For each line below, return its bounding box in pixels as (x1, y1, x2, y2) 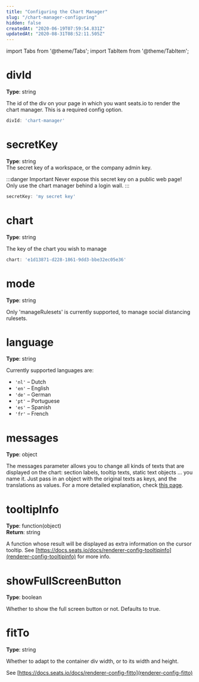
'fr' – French (14, 410, 49, 418)
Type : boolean (6, 593, 42, 601)
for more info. (77, 553, 111, 560)
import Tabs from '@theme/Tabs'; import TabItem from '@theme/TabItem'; (6, 47, 189, 54)
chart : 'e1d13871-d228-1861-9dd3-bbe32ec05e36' (6, 257, 127, 263)
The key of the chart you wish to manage (6, 245, 107, 252)
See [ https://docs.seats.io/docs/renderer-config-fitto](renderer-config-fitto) (6, 669, 193, 677)
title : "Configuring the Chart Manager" (6, 8, 108, 15)
